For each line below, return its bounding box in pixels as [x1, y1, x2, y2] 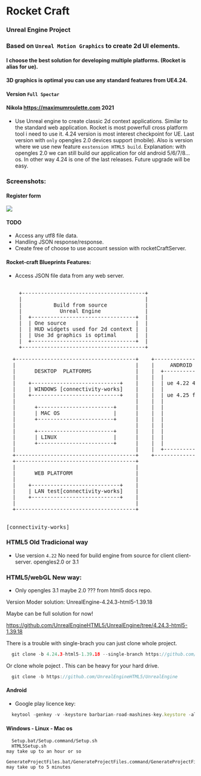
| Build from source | [19, 301, 148, 308]
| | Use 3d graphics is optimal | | [19, 331, 148, 338]
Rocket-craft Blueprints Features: [6, 258, 92, 265]
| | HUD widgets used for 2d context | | [19, 325, 148, 332]
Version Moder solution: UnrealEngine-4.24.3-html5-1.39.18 [6, 598, 153, 606]
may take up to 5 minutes [6, 764, 71, 771]
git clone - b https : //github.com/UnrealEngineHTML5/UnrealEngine [11, 674, 178, 680]
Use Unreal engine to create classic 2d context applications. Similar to [14, 118, 188, 125]
